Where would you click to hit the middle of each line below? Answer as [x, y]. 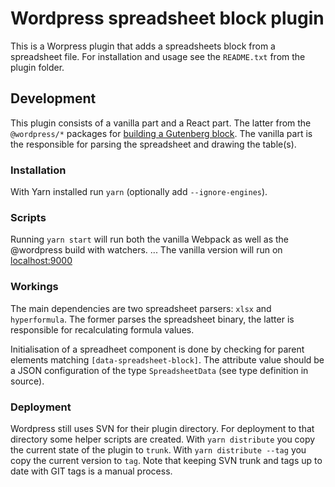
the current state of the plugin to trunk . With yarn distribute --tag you [158, 449]
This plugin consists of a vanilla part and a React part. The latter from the [161, 123]
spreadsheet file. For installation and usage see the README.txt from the [158, 56]
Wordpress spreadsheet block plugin [167, 18]
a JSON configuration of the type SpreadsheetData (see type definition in [159, 370]
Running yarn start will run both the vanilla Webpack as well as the [150, 239]
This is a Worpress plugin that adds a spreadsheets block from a [143, 46]
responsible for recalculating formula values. [102, 329]
